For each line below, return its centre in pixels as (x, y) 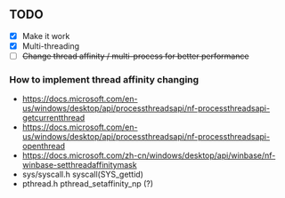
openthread (43, 147)
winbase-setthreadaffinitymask (79, 165)
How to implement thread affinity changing (104, 79)
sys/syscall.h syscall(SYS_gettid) (83, 174)
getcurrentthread (53, 118)
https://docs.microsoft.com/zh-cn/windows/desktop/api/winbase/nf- (149, 155)
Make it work (46, 36)
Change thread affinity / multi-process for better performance (135, 56)
